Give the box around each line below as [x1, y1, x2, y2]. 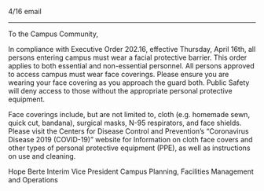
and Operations [8, 175, 59, 184]
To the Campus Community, [8, 29, 98, 39]
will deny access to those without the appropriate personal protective [8, 86, 233, 95]
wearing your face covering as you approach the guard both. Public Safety [8, 78, 250, 87]
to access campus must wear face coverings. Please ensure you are [8, 70, 229, 79]
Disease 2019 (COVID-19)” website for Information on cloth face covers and [8, 135, 253, 144]
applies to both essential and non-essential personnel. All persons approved [8, 61, 255, 70]
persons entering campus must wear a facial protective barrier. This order [8, 53, 247, 62]
